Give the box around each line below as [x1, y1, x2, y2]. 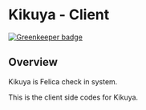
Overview [8, 55, 59, 69]
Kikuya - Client [8, 6, 110, 24]
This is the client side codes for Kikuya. [8, 92, 139, 102]
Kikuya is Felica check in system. [8, 76, 118, 86]
